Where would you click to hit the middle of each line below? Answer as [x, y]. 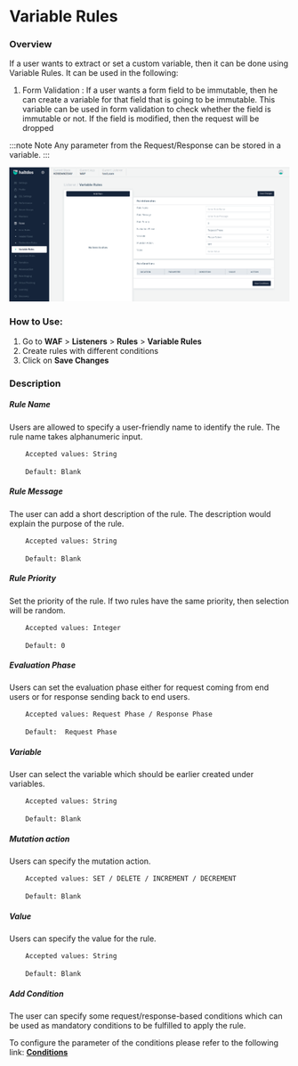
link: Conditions [39, 1053]
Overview [31, 45]
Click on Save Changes [65, 360]
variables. [27, 784]
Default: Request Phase [71, 733]
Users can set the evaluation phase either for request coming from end [139, 687]
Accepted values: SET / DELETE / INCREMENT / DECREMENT [131, 879]
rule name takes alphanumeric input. [76, 436]
